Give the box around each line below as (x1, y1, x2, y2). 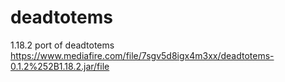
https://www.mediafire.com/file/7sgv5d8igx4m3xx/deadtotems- (10, 49, 275, 61)
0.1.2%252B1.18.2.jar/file (10, 60, 110, 72)
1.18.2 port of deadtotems (10, 39, 115, 51)
